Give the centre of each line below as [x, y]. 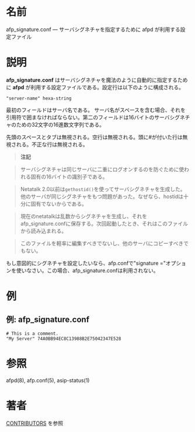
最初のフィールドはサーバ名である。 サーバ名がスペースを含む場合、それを [96, 110]
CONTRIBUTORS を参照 [35, 423]
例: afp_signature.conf [48, 320]
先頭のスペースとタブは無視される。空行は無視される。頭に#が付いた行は [94, 137]
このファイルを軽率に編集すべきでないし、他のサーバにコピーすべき [102, 243]
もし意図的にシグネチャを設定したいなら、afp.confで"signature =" [86, 263]
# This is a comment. [32, 334]
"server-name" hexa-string [39, 98]
